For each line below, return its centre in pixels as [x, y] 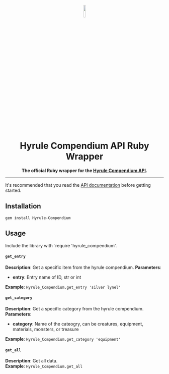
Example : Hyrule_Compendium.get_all [44, 366]
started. [13, 190]
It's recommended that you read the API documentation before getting [78, 185]
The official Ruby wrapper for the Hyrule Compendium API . [84, 170]
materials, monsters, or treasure [46, 329]
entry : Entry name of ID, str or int [47, 277]
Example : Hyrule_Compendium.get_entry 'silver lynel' [63, 287]
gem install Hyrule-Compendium [38, 218]
